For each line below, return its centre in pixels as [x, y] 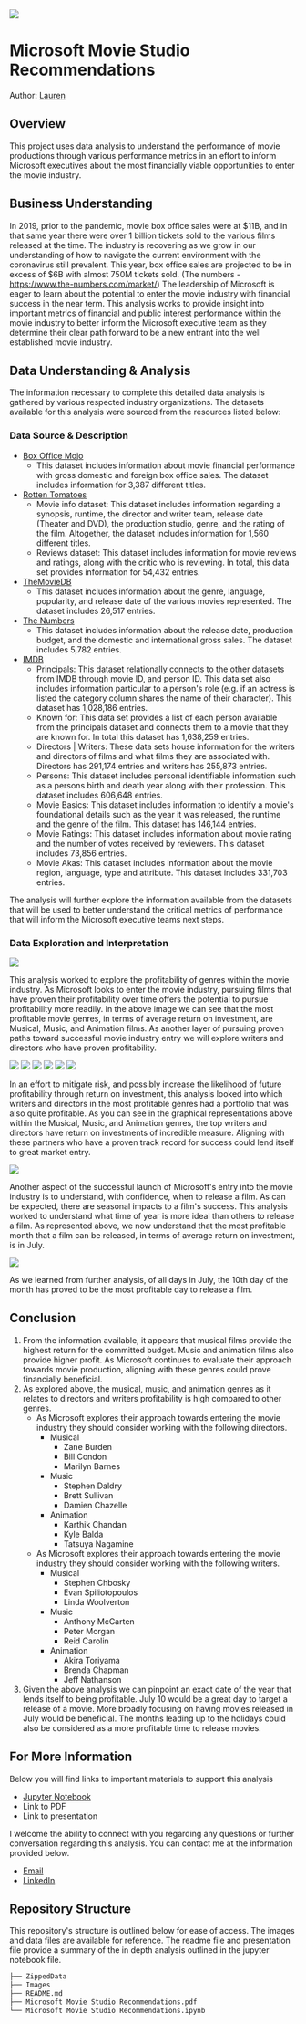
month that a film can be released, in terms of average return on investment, [153, 1235]
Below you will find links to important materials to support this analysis [141, 1779]
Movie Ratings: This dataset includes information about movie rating [164, 833]
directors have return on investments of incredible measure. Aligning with [147, 1132]
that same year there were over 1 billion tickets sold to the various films [143, 235]
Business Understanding [81, 204]
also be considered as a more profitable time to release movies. [142, 1727]
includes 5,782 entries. [79, 649]
